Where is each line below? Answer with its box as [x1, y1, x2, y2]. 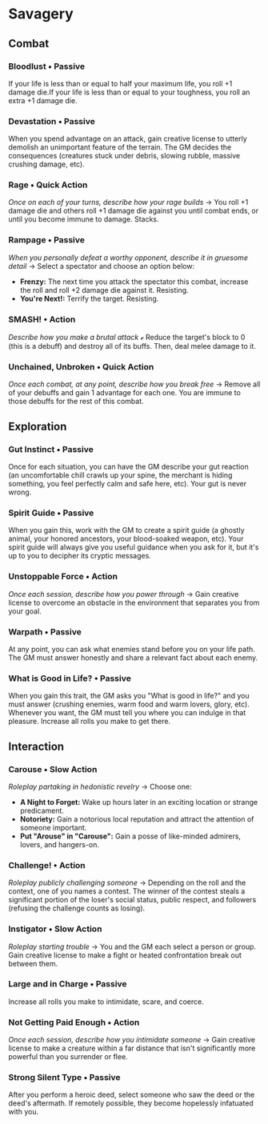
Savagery [8, 5, 74, 23]
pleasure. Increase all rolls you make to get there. [8, 717, 170, 726]
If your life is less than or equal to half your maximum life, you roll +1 [8, 78, 233, 88]
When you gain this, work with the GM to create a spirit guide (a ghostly [8, 526, 246, 535]
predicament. [19, 806, 64, 815]
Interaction [8, 739, 65, 753]
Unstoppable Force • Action [8, 571, 118, 582]
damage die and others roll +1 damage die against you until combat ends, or [8, 206, 259, 216]
